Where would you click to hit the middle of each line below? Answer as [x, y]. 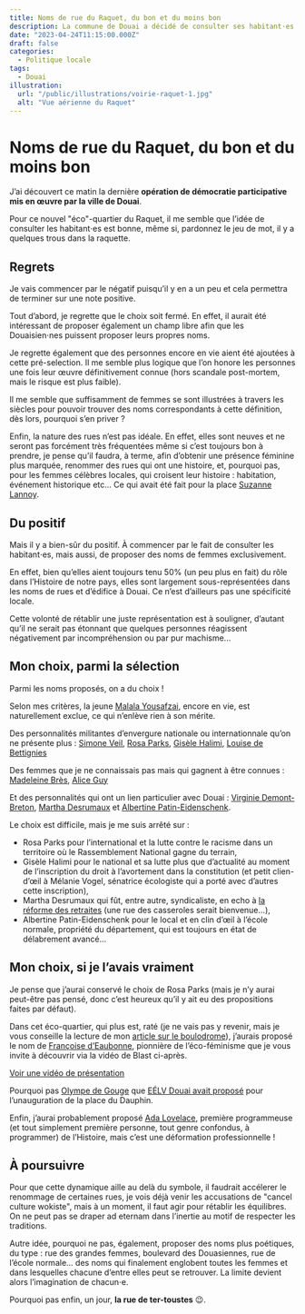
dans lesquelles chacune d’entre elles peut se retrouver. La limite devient [146, 1272]
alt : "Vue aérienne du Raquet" [77, 102]
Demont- [278, 797]
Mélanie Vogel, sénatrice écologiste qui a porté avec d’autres [164, 881]
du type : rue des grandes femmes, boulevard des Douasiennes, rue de [143, 1253]
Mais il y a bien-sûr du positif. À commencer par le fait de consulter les [142, 544]
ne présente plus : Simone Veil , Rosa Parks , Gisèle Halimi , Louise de [136, 742]
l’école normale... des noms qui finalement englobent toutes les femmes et [148, 1263]
